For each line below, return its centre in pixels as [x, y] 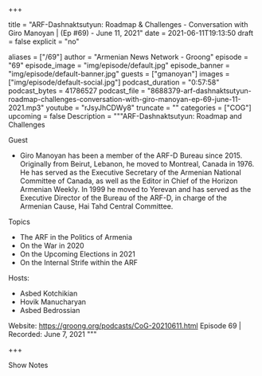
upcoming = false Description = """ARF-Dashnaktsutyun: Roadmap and [125, 116]
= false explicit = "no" [44, 41]
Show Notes [28, 365]
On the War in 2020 [52, 245]
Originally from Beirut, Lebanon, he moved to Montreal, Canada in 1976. [137, 164]
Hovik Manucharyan [53, 302]
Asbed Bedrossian [50, 310]
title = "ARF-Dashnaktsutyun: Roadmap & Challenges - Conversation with [128, 24]
